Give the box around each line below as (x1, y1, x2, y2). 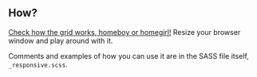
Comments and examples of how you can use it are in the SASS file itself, (8, 51, 249, 60)
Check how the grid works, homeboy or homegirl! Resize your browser (8, 27, 241, 37)
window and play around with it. (8, 36, 113, 45)
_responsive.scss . (8, 60, 68, 69)
